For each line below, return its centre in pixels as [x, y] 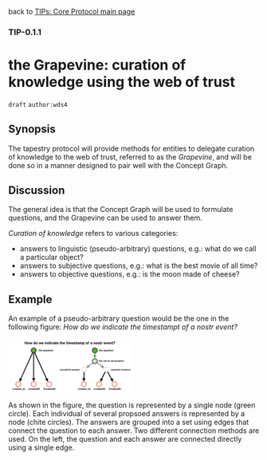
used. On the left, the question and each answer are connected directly [125, 439]
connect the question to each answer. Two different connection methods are [134, 431]
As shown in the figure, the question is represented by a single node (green [132, 405]
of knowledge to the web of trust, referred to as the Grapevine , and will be [130, 157]
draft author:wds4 [38, 104]
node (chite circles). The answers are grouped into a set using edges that [129, 423]
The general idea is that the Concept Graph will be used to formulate [121, 210]
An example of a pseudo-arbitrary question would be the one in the [119, 319]
